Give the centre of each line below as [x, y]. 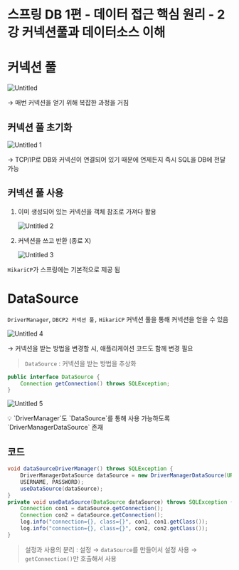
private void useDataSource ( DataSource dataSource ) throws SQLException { [121, 502]
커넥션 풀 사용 [36, 193]
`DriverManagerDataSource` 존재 [55, 427]
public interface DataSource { [54, 377]
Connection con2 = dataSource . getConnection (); [92, 515]
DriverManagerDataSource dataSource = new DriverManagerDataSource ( [124, 475]
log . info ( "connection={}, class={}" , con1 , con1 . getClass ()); [114, 522]
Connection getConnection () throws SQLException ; [95, 383]
